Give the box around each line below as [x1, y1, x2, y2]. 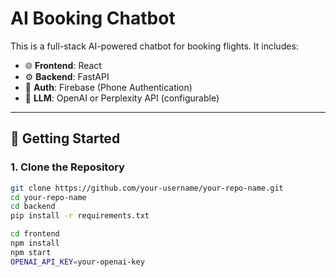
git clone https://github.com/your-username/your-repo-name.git [10, 183, 284, 193]
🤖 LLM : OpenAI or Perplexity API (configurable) [24, 92, 220, 104]
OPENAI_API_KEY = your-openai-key [10, 257, 145, 267]
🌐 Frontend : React [24, 59, 102, 71]
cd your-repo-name [10, 192, 87, 202]
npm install [10, 238, 60, 248]
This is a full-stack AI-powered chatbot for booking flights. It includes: [10, 40, 299, 52]
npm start [10, 247, 52, 257]
